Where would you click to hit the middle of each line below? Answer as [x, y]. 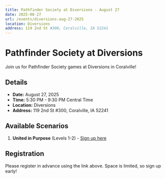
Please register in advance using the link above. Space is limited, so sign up [83, 166]
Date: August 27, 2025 [35, 94]
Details [16, 83]
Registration [25, 154]
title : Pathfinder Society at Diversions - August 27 [62, 10]
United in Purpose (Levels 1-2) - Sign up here [59, 138]
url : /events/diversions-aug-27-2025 [44, 19]
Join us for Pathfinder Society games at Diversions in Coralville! [71, 67]
